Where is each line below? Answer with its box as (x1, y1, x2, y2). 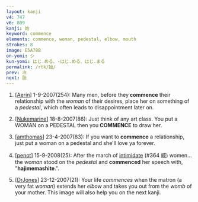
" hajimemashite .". (14, 165, 59, 172)
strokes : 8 (6, 42, 33, 48)
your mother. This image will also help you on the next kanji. (14, 189, 161, 196)
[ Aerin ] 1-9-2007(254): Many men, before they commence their (14, 91, 171, 99)
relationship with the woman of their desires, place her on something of (14, 97, 190, 105)
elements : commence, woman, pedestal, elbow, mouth (6, 36, 136, 42)
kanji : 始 (6, 25, 30, 31)
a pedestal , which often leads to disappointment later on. (14, 104, 154, 111)
